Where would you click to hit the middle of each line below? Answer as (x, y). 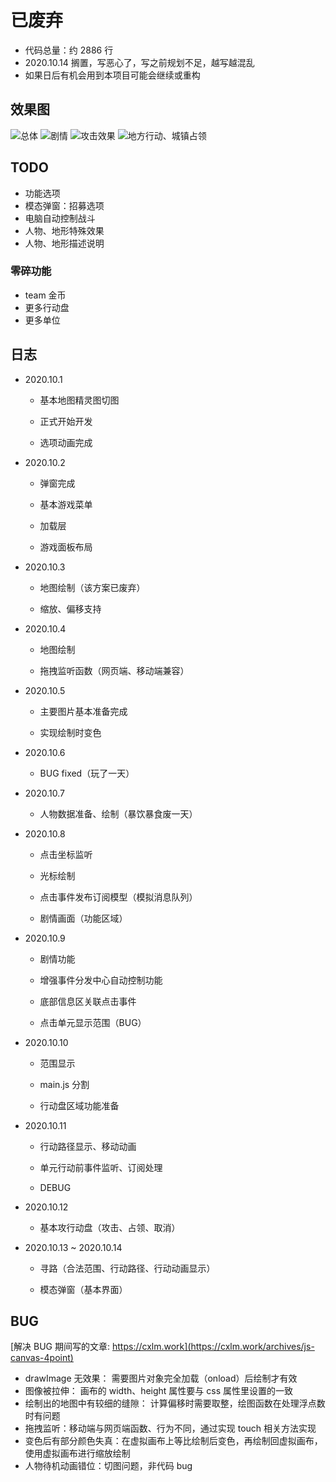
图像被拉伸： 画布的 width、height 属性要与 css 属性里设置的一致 (159, 1391)
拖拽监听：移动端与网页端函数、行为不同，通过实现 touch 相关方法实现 (170, 1428)
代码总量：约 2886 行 (69, 50)
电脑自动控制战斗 (60, 218)
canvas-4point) (42, 1358)
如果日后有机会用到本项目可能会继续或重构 (112, 75)
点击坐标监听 (66, 854)
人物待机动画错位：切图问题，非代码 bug (108, 1466)
